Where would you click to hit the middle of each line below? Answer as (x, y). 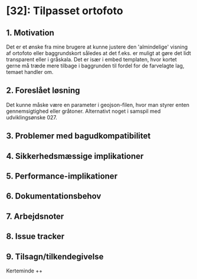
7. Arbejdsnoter (35, 216)
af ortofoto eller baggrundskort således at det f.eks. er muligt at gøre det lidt (99, 53)
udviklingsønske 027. (32, 117)
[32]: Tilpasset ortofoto (65, 11)
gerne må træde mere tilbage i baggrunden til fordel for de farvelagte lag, (95, 66)
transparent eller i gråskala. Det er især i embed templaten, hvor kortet (91, 59)
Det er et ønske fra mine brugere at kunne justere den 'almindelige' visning (97, 47)
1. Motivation (30, 33)
